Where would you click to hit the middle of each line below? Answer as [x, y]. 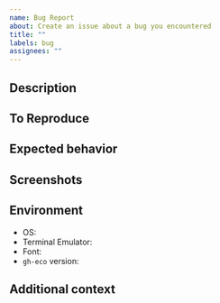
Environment [46, 211]
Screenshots [46, 180]
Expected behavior [64, 149]
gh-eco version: [50, 261]
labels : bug [32, 43]
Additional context [62, 289]
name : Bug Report [42, 18]
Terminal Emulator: [57, 242]
